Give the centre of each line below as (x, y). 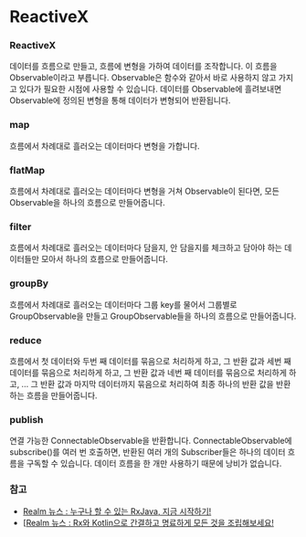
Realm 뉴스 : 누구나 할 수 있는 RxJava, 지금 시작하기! (117, 511)
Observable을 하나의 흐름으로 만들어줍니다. (88, 203)
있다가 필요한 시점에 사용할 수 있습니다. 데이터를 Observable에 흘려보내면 (150, 89)
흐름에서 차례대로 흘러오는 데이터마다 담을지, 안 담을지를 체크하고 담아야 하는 (146, 247)
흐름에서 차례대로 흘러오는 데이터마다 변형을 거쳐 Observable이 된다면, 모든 (145, 191)
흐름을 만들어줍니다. (62, 395)
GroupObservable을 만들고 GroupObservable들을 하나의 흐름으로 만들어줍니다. (153, 316)
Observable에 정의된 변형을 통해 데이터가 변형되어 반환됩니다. (120, 100)
